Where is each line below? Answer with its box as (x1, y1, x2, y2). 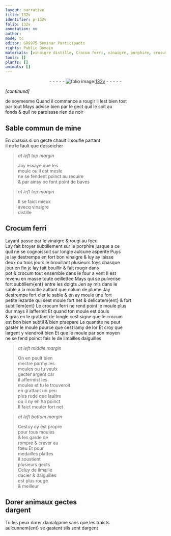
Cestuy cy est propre (17, 423, 62, 429)
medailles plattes (17, 450, 53, 456)
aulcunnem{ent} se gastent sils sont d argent (5, 525, 98, 531)
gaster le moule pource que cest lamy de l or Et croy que (5, 324, 123, 330)
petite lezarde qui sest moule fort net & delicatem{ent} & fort (5, 297, 132, 303)
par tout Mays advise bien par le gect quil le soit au (5, 104, 112, 110)
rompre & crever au (17, 440, 59, 446)
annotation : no (5, 27, 38, 32)
